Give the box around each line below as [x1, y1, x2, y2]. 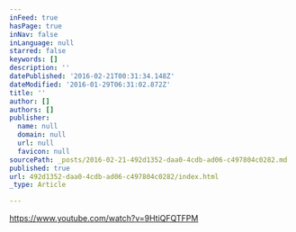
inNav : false [9, 30, 58, 39]
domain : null [17, 130, 67, 139]
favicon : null [17, 147, 70, 156]
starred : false [9, 47, 67, 56]
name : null [17, 122, 58, 131]
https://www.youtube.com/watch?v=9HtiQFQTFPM [9, 213, 199, 224]
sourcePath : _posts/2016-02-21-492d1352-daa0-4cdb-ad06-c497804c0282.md [9, 155, 288, 165]
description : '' [9, 64, 70, 73]
